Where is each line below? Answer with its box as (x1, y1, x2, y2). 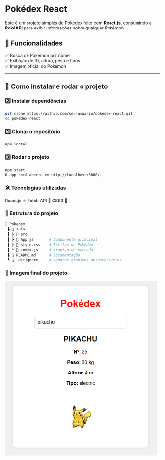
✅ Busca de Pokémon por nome (5, 52, 70, 58)
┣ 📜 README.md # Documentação (7, 253, 80, 258)
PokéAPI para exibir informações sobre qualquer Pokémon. (5, 25, 125, 30)
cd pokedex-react (5, 116, 41, 121)
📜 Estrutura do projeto (5, 210, 59, 217)
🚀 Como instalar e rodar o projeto (5, 83, 108, 91)
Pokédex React (5, 3, 68, 15)
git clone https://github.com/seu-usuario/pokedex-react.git (5, 111, 133, 116)
